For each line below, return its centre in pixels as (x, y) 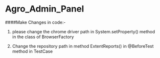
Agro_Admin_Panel (45, 9)
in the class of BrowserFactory (43, 37)
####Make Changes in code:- (35, 22)
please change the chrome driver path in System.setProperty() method (83, 31)
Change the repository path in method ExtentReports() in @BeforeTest (83, 46)
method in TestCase (32, 51)
